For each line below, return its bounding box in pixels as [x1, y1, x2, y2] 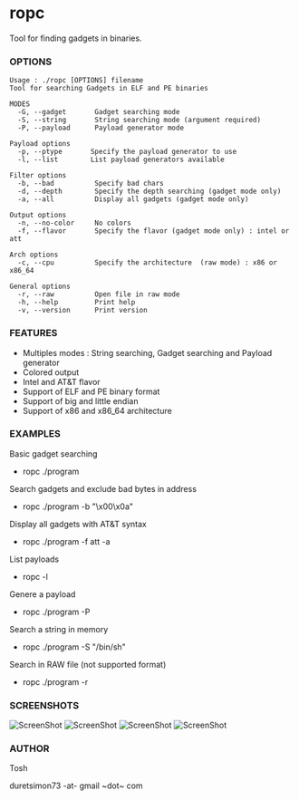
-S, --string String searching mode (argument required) [17, 116, 261, 125]
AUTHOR [9, 742, 50, 755]
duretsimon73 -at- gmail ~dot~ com [9, 780, 143, 791]
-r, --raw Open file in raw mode [17, 290, 180, 299]
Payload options [9, 140, 71, 149]
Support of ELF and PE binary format [22, 386, 160, 397]
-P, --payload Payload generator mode [17, 123, 184, 133]
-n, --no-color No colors [17, 218, 131, 228]
